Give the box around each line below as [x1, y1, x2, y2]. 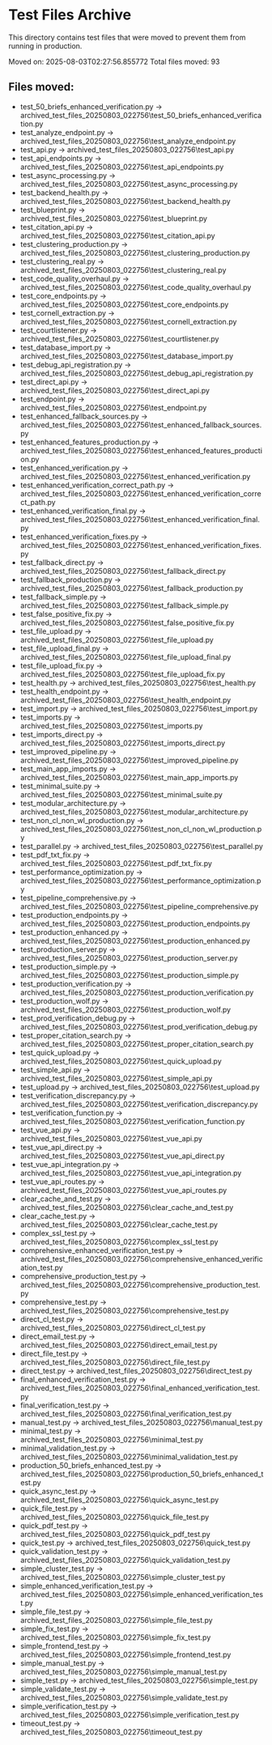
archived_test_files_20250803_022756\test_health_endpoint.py [19, 694, 232, 705]
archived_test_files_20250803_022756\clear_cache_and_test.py [19, 1202, 234, 1212]
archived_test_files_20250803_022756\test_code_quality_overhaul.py [19, 282, 252, 292]
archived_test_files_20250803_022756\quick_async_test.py [19, 1495, 219, 1505]
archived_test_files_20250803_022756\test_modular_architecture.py [19, 807, 249, 817]
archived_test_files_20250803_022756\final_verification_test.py [19, 1408, 232, 1418]
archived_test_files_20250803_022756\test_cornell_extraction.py [19, 316, 237, 326]
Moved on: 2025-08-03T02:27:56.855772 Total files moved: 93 [8, 57, 220, 66]
